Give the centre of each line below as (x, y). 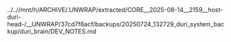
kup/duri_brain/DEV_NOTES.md (52, 31)
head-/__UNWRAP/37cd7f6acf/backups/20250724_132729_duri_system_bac (116, 24)
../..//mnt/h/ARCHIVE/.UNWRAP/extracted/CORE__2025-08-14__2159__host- (115, 10)
